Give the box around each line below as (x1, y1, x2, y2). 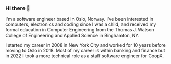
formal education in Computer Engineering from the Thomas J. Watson (5, 27, 154, 33)
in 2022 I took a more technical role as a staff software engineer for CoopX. (5, 53, 164, 59)
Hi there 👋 (5, 5, 31, 12)
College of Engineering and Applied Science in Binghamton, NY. (5, 33, 140, 39)
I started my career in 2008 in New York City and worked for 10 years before (5, 42, 166, 48)
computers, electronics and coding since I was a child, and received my (5, 21, 156, 27)
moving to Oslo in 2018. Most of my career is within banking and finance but (5, 48, 165, 54)
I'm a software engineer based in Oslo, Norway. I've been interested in (5, 16, 154, 22)
